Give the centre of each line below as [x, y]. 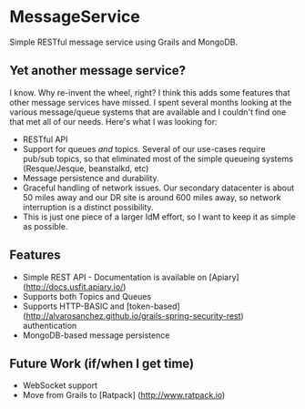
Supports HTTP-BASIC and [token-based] [101, 306]
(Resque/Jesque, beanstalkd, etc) [86, 168]
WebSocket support [60, 385]
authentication [50, 325]
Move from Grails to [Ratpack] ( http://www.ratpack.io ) [124, 395]
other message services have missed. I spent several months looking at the [151, 102]
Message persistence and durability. [91, 178]
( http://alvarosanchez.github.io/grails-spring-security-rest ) [133, 315]
